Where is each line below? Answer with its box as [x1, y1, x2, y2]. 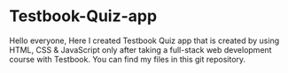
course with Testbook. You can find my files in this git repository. [9, 54, 246, 64]
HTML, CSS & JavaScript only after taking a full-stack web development [9, 44, 272, 55]
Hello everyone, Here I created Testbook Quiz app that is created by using [9, 35, 280, 46]
